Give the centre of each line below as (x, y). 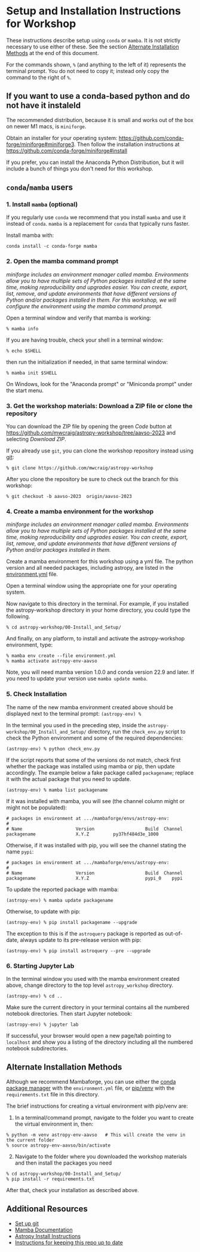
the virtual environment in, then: (54, 1124)
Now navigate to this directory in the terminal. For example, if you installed (98, 604)
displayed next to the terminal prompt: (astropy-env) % (74, 713)
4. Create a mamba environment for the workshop (80, 511)
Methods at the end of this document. (53, 53)
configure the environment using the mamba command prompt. (84, 306)
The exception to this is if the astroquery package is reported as (85, 933)
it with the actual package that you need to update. (69, 779)
